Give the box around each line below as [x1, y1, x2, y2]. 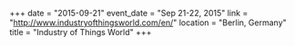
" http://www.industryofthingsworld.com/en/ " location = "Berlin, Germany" [9, 17, 287, 28]
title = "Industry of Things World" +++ [9, 27, 152, 37]
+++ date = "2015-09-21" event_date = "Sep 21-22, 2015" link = [9, 8, 249, 18]
